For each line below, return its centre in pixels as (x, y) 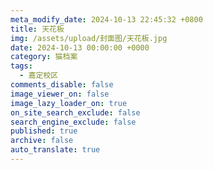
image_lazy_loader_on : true (69, 103)
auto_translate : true (55, 150)
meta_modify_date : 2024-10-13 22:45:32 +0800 (106, 19)
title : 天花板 (37, 29)
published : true (44, 131)
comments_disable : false (62, 85)
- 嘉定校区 (39, 76)
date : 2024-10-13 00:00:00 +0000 (80, 47)
